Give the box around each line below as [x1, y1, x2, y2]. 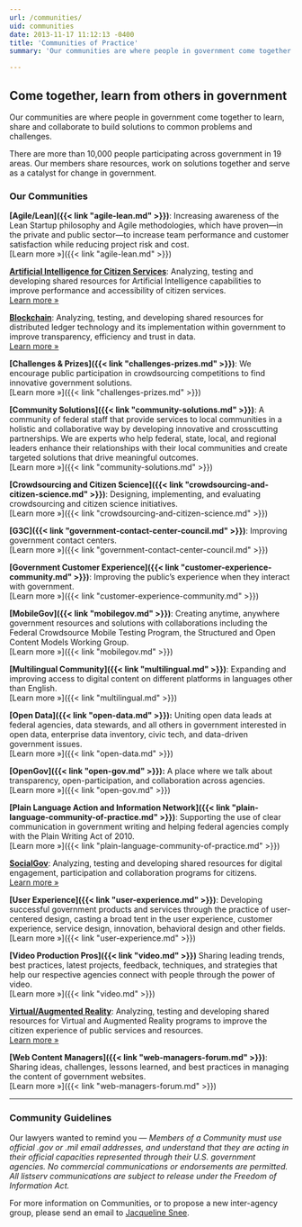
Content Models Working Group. [9, 636, 129, 648]
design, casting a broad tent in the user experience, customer [44, 914, 273, 925]
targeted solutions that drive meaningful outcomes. [9, 452, 200, 464]
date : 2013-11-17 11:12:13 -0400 [9, 30, 135, 39]
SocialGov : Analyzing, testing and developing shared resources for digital [9, 858, 283, 869]
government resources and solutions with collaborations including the [9, 618, 268, 628]
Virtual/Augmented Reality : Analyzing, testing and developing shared [9, 1006, 270, 1017]
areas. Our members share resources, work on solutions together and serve [9, 158, 290, 168]
